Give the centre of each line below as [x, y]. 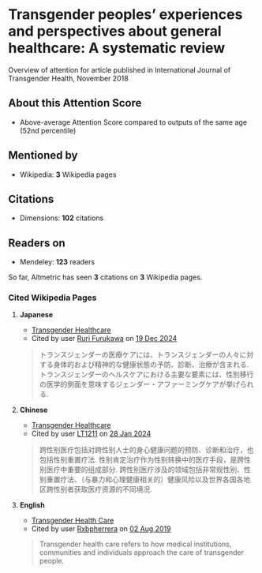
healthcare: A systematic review [117, 48]
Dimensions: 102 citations [62, 218]
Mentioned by [43, 155]
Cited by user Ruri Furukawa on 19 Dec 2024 [104, 339]
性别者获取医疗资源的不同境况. [103, 489]
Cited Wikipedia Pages [52, 298]
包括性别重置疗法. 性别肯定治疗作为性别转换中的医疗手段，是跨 [142, 460]
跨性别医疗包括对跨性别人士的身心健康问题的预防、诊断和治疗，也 [146, 450]
